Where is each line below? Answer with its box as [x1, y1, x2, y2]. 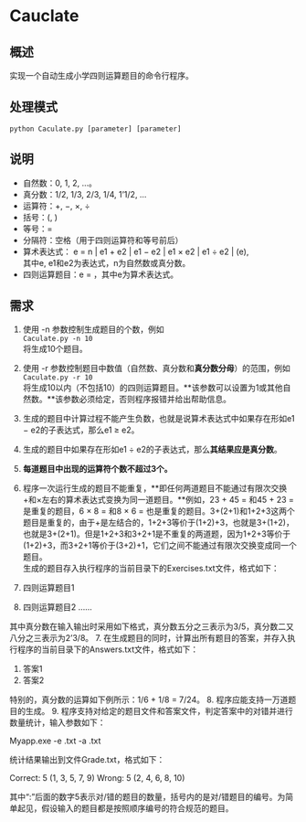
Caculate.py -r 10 [22, 373, 93, 382]
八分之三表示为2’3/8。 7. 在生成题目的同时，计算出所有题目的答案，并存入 [9, 633, 288, 644]
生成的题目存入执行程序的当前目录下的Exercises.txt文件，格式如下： [22, 563, 280, 574]
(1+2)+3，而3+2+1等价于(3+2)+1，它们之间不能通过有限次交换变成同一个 [22, 540, 297, 551]
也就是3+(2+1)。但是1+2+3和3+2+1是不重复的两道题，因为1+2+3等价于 [22, 528, 290, 539]
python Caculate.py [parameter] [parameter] [9, 124, 182, 133]
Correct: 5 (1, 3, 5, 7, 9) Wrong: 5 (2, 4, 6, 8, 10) [9, 773, 185, 784]
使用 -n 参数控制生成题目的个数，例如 [22, 324, 164, 335]
